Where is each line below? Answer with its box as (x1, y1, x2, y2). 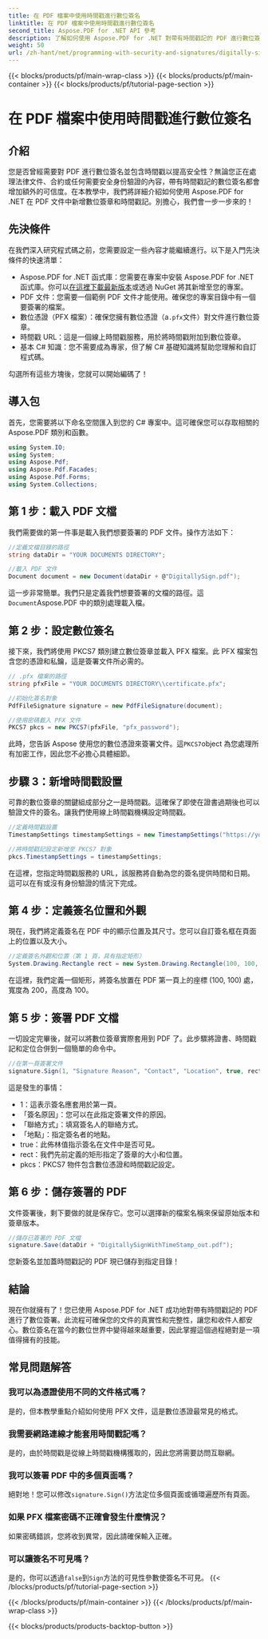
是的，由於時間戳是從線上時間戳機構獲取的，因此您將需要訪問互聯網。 (8, 1448, 239, 1458)
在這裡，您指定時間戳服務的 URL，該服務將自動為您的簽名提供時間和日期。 (8, 868, 255, 878)
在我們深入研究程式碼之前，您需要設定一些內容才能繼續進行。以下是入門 (8, 245, 246, 254)
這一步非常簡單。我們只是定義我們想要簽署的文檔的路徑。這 (8, 588, 204, 598)
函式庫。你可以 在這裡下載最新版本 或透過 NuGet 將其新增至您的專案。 (19, 281, 248, 292)
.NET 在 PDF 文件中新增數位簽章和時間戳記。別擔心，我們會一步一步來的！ (8, 197, 254, 206)
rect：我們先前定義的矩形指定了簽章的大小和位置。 (19, 1149, 187, 1159)
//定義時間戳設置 (8, 823, 57, 831)
